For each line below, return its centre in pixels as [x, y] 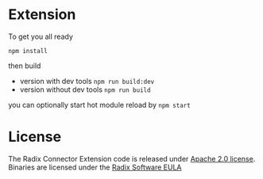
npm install [28, 51]
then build [25, 66]
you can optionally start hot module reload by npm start [99, 105]
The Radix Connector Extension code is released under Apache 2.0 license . [132, 158]
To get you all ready [41, 36]
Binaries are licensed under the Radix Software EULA [95, 167]
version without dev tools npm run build [85, 89]
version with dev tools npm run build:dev [87, 81]
